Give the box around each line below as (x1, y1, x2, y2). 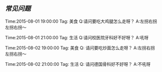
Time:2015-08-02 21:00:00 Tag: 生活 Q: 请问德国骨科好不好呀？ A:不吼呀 (5, 61, 151, 67)
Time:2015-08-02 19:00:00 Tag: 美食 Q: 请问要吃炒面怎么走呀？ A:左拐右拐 (5, 45, 155, 51)
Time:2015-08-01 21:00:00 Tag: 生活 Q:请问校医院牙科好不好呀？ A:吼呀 (5, 34, 149, 40)
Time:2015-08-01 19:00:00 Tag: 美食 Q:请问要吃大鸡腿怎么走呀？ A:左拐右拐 (5, 18, 157, 24)
